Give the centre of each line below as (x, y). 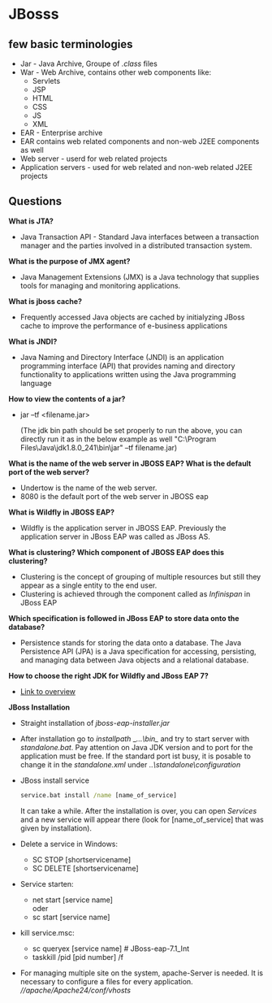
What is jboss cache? (45, 301)
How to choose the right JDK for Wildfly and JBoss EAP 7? (108, 675)
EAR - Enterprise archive (61, 132)
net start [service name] (73, 900)
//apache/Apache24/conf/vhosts (76, 990)
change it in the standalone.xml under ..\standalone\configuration (130, 764)
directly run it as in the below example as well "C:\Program (118, 439)
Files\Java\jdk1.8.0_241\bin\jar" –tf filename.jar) (99, 447)
